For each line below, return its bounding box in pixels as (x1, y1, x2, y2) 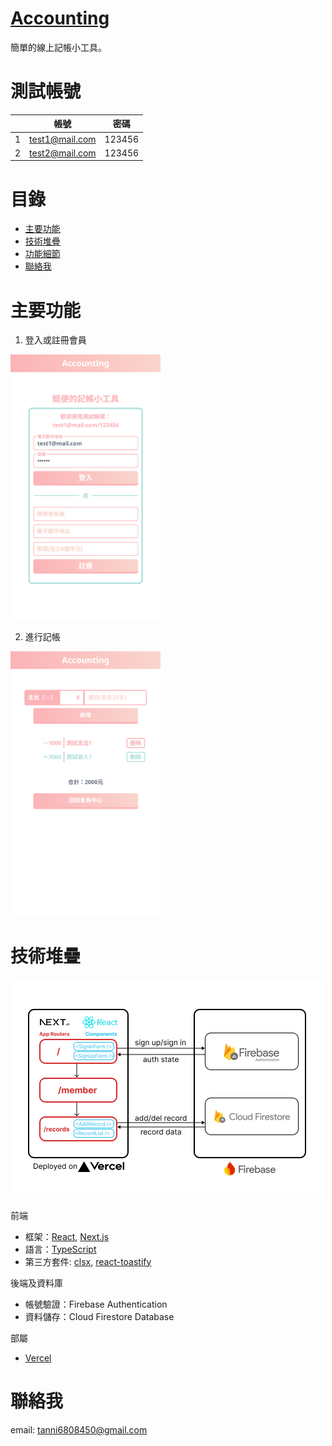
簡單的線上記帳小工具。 (10, 41, 107, 53)
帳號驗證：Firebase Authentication (24, 1298, 168, 1310)
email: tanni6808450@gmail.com (10, 1423, 148, 1436)
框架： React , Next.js (24, 1230, 110, 1242)
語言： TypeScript (24, 1243, 97, 1255)
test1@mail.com (29, 133, 97, 145)
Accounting (10, 7, 110, 30)
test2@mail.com (29, 147, 97, 159)
